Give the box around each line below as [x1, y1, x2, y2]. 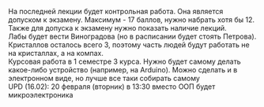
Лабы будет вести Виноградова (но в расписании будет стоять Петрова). [8, 31, 257, 41]
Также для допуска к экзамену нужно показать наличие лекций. [8, 24, 227, 32]
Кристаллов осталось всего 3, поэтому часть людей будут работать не [8, 40, 251, 50]
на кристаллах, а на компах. [8, 49, 104, 57]
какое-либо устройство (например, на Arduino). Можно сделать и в [8, 65, 238, 74]
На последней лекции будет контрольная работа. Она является [8, 7, 224, 16]
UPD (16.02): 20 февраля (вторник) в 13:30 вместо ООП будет [8, 82, 216, 91]
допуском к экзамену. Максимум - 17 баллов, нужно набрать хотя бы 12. [8, 15, 255, 24]
